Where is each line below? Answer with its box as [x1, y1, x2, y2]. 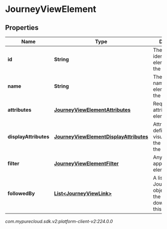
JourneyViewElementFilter [54, 160, 119, 167]
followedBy [7, 190, 35, 197]
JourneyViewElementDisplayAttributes [54, 133, 149, 140]
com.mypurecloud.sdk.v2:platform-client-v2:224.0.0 [5, 219, 113, 224]
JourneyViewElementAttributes [54, 106, 131, 113]
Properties [5, 23, 39, 32]
